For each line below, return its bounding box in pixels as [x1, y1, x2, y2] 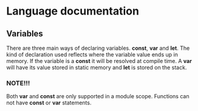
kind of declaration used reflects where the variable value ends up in [6, 51, 178, 58]
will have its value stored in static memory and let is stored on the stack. [6, 64, 187, 71]
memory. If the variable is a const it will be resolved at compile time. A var [6, 58, 193, 64]
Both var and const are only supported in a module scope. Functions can [6, 93, 189, 100]
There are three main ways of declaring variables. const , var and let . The [6, 44, 190, 52]
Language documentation [6, 4, 140, 18]
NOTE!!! [6, 79, 30, 87]
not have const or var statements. [6, 99, 92, 107]
